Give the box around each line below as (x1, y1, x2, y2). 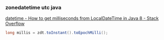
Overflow (5, 20, 25, 26)
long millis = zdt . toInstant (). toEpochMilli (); (5, 30, 108, 35)
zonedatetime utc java (5, 4, 62, 11)
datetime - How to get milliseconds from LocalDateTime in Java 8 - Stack (5, 15, 159, 21)
